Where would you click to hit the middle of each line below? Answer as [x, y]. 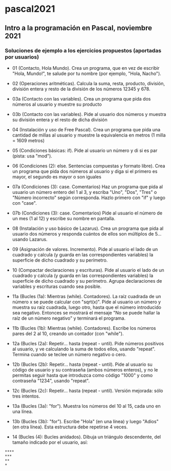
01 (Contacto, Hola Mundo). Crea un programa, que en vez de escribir [86, 68]
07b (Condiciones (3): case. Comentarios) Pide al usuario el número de [87, 213]
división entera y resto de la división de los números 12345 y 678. [81, 89]
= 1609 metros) [28, 140]
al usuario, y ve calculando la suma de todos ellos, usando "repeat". [84, 349]
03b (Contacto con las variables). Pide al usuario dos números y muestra [89, 114]
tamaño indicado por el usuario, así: [50, 442]
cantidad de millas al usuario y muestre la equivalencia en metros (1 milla [89, 135]
